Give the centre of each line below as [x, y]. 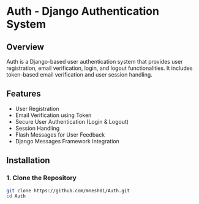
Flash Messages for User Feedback [60, 134]
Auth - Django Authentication [83, 11]
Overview [25, 47]
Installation [28, 161]
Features [24, 94]
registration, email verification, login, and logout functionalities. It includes [99, 68]
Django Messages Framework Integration [67, 141]
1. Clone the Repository [41, 178]
